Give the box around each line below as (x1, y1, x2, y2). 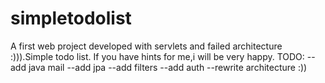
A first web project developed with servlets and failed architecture (10, 40, 283, 52)
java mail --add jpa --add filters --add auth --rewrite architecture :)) (28, 61, 308, 73)
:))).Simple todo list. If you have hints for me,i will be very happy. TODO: (10, 50, 305, 62)
